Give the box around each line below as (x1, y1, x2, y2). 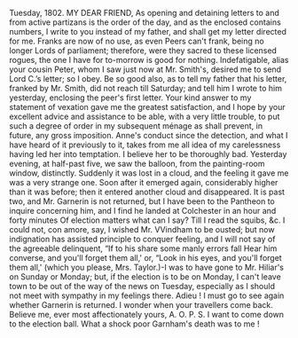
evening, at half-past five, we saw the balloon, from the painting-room (9, 159, 265, 169)
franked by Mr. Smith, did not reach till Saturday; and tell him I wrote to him (9, 83, 282, 93)
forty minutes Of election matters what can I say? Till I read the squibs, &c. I (9, 215, 286, 225)
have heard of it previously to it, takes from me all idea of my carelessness (9, 139, 281, 150)
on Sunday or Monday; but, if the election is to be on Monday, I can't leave (9, 271, 281, 282)
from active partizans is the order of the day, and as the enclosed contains (9, 17, 281, 28)
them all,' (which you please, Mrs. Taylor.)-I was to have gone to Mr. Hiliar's (9, 262, 285, 272)
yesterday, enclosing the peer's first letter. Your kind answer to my (9, 92, 252, 103)
